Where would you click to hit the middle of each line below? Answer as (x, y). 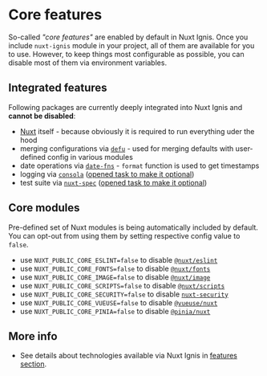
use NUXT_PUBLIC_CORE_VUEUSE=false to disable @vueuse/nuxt (119, 302)
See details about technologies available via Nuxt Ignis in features (129, 356)
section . (33, 364)
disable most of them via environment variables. (87, 63)
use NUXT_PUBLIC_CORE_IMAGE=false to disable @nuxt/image (115, 277)
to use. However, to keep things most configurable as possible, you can (126, 54)
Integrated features (58, 88)
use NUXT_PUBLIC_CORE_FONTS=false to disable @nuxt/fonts (115, 268)
